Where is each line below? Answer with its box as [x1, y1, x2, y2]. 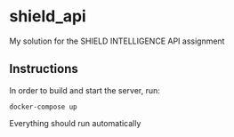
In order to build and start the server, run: [9, 85, 160, 95]
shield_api [9, 6, 86, 27]
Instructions [9, 61, 78, 77]
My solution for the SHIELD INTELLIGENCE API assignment [9, 36, 225, 46]
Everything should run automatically [9, 117, 141, 128]
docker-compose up [9, 102, 77, 111]
